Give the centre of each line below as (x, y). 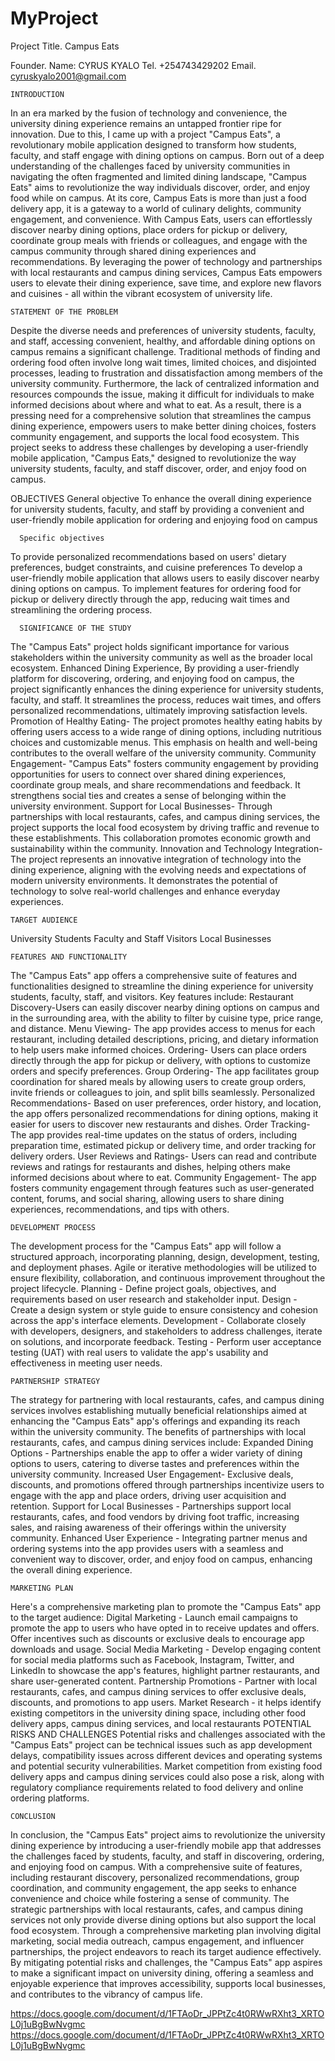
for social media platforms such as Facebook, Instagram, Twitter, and (152, 1659)
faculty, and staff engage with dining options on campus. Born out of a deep (167, 155)
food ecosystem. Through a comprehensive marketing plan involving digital (166, 1930)
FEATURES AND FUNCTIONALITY (69, 957)
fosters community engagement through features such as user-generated (162, 1188)
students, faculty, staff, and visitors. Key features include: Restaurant (152, 996)
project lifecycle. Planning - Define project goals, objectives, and (143, 1288)
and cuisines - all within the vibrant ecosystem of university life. (141, 293)
